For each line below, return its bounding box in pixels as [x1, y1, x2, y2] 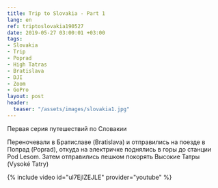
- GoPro [7, 86, 29, 93]
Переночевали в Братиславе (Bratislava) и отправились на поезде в [7, 138, 206, 146]
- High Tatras [7, 61, 48, 68]
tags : [7, 36, 23, 43]
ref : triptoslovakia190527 [7, 23, 84, 30]
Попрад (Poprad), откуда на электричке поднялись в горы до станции [7, 145, 212, 153]
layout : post [7, 93, 44, 100]
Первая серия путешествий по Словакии [7, 124, 127, 132]
